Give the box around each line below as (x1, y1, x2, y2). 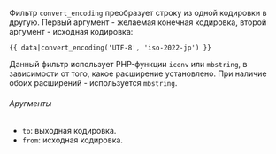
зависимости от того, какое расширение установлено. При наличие (9, 68, 267, 79)
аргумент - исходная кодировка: (9, 27, 134, 36)
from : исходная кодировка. (21, 135, 124, 145)
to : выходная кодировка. (21, 126, 117, 136)
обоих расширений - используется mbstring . (9, 78, 178, 88)
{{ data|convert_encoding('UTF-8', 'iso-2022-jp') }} (9, 43, 212, 52)
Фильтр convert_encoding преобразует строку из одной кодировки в (9, 8, 267, 18)
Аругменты (9, 97, 52, 109)
